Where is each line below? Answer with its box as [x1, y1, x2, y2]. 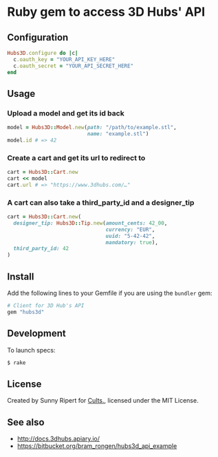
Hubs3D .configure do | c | [7, 49, 78, 56]
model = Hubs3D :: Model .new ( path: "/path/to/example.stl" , [7, 124, 177, 131]
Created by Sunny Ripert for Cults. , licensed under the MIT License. [7, 397, 199, 405]
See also [7, 416, 45, 428]
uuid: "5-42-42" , [105, 232, 155, 239]
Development [7, 328, 67, 339]
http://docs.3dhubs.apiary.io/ [17, 434, 100, 443]
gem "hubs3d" [7, 309, 45, 315]
